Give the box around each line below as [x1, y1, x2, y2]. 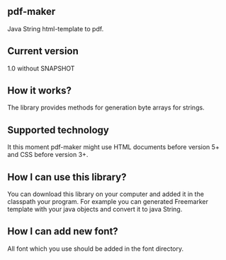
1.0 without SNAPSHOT [7, 64, 75, 72]
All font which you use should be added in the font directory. [7, 244, 184, 253]
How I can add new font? [7, 225, 118, 237]
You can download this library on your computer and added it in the [7, 190, 204, 198]
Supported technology [7, 124, 110, 136]
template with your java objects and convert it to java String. [7, 205, 183, 214]
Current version [7, 45, 79, 58]
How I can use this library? [7, 170, 127, 183]
